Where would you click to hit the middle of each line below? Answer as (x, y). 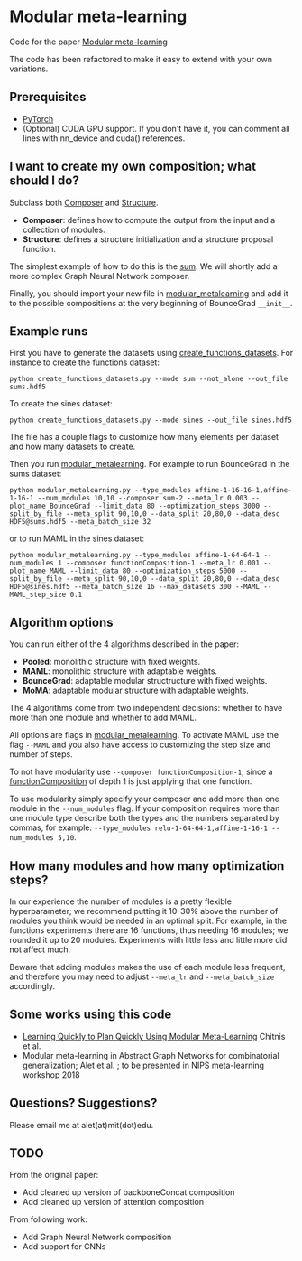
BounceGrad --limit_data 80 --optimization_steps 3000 (154, 506)
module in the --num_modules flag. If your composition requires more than (145, 808)
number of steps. (41, 754)
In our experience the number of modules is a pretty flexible (121, 901)
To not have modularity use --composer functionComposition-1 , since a (141, 772)
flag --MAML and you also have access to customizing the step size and (140, 745)
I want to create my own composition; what (133, 167)
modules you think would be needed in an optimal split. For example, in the (148, 920)
